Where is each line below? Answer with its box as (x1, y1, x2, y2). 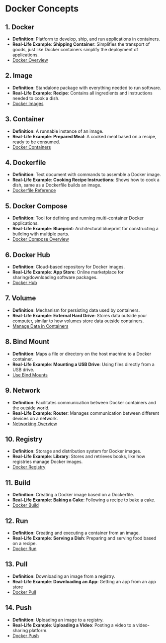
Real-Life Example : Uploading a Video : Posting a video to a (12, 622, 135, 628)
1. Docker (5, 23, 35, 31)
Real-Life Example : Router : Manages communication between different (12, 410, 160, 416)
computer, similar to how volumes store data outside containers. (12, 318, 144, 324)
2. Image (5, 72, 33, 80)
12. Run (5, 517, 28, 525)
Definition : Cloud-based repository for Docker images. (12, 264, 125, 270)
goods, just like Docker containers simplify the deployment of (12, 47, 138, 52)
